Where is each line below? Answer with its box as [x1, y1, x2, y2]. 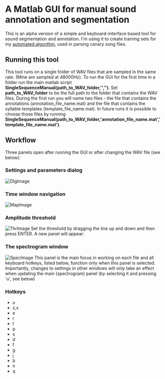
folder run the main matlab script [5, 79, 72, 85]
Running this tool [5, 56, 59, 64]
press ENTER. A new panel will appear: [5, 231, 85, 237]
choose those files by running [5, 111, 66, 117]
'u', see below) [5, 276, 35, 282]
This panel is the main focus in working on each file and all [34, 255, 154, 261]
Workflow [5, 136, 36, 145]
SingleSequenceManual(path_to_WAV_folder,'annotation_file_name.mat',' [5, 116, 161, 122]
